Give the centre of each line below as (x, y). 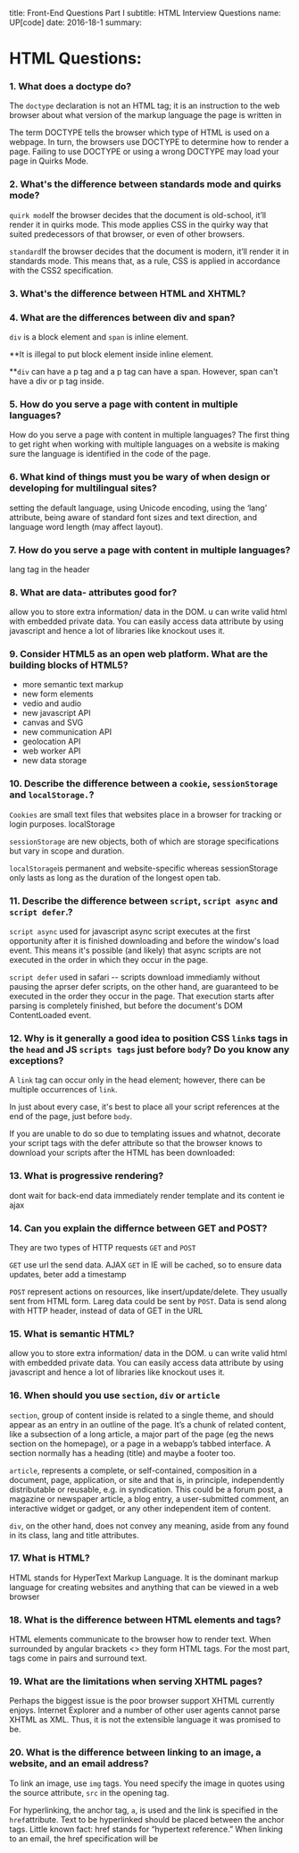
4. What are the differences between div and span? (122, 317)
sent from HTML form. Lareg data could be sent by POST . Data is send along (148, 1301)
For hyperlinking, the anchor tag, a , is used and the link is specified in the (144, 1810)
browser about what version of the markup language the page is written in (145, 115)
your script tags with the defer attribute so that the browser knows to (136, 1143)
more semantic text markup (73, 685)
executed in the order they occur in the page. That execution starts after (142, 997)
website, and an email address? (79, 1764)
